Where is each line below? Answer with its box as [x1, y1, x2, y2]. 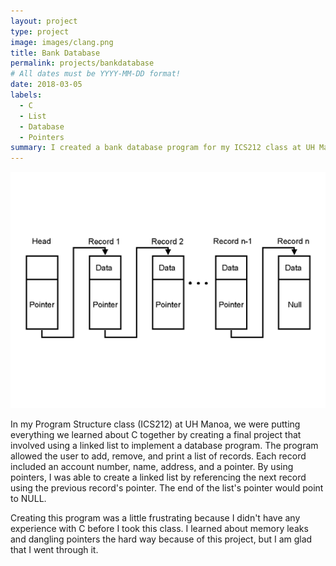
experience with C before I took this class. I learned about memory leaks [10, 522, 309, 534]
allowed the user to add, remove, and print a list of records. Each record [10, 450, 307, 462]
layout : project [10, 16, 78, 26]
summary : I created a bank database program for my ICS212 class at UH [10, 143, 315, 153]
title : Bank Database [10, 48, 101, 58]
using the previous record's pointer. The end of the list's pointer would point [10, 481, 324, 494]
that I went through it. [10, 543, 99, 555]
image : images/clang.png [10, 37, 114, 47]
